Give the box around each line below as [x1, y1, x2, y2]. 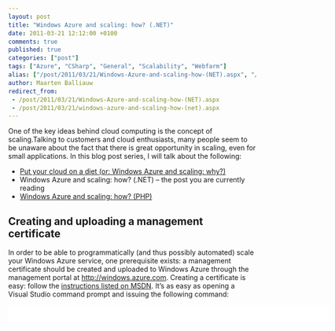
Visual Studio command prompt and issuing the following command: [8, 289, 230, 299]
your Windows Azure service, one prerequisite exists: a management [8, 256, 232, 266]
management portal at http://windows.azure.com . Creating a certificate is [8, 273, 246, 282]
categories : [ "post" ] [8, 54, 79, 62]
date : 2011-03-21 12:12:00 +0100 [8, 29, 118, 37]
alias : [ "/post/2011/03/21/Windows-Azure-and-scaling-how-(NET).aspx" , [8, 71, 248, 79]
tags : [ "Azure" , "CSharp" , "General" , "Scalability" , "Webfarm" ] [8, 63, 227, 71]
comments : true [8, 38, 58, 46]
